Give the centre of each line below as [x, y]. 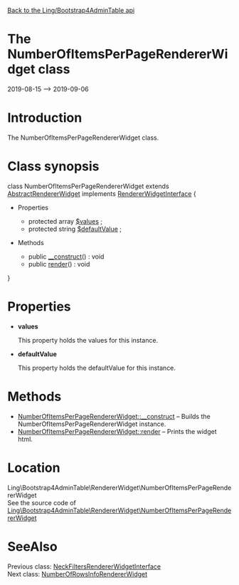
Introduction [45, 118]
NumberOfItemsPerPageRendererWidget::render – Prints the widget [117, 431]
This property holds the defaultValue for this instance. [97, 368]
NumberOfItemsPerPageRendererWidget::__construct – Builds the [114, 416]
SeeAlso [33, 546]
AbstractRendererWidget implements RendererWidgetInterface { [102, 193]
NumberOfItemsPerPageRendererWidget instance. [92, 424]
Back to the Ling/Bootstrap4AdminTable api [71, 10]
